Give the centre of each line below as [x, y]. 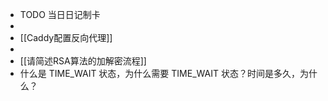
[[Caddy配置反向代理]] [66, 37]
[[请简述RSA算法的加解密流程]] [83, 61]
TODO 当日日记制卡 [60, 14]
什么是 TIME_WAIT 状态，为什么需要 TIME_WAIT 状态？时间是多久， [159, 73]
